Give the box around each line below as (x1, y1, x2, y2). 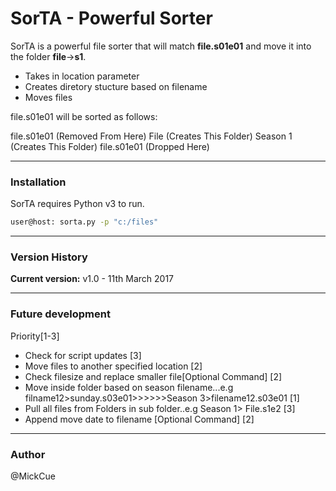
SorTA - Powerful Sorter (10, 7, 213, 30)
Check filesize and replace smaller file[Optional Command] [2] (24, 370, 283, 382)
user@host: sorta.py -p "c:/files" (10, 217, 159, 227)
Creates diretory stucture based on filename (24, 80, 208, 92)
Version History (10, 250, 88, 264)
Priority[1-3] (10, 330, 60, 342)
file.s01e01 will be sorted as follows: (10, 110, 158, 122)
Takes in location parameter (24, 70, 140, 82)
